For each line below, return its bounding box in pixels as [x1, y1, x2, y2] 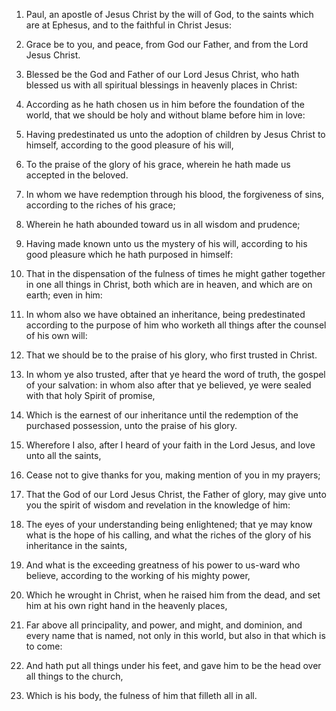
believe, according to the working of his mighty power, [25, 570, 251, 581]
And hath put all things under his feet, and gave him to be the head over [25, 660, 322, 671]
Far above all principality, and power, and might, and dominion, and [25, 619, 303, 631]
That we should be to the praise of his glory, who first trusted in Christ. [25, 349, 318, 361]
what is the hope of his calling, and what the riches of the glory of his [25, 529, 312, 541]
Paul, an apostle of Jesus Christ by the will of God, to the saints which [25, 9, 314, 20]
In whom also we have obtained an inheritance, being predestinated [25, 309, 306, 320]
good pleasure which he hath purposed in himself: [25, 249, 234, 260]
